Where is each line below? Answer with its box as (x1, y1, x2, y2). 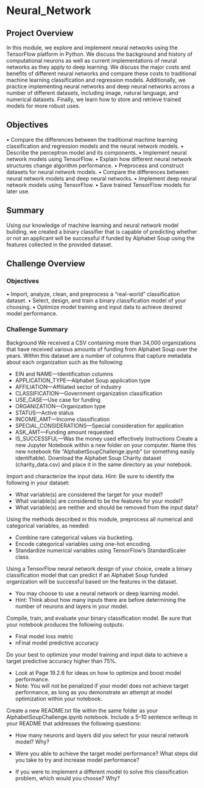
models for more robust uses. (6, 102, 80, 110)
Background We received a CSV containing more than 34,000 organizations (6, 339, 197, 346)
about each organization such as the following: (6, 358, 124, 366)
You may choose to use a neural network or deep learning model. (15, 590, 180, 597)
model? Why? (15, 737, 50, 745)
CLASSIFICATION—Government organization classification (15, 389, 163, 397)
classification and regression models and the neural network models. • (6, 142, 184, 150)
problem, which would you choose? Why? (15, 774, 121, 782)
